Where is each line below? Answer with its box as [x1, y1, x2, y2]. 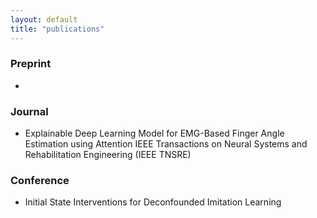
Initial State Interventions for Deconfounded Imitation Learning [24, 196, 282, 208]
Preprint [10, 57, 52, 71]
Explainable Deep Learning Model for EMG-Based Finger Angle [24, 127, 285, 140]
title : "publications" [10, 24, 105, 34]
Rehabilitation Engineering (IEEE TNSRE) [24, 149, 192, 161]
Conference [10, 174, 70, 188]
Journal [10, 104, 49, 118]
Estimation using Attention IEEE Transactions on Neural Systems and [24, 138, 308, 150]
